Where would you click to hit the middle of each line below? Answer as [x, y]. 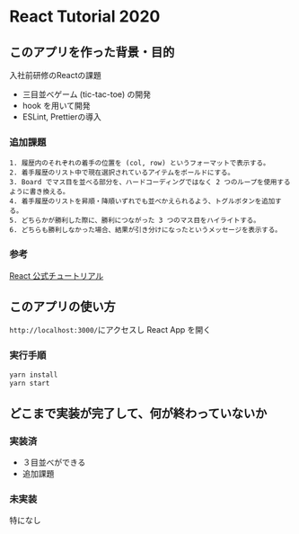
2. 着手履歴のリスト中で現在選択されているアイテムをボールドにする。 [122, 173]
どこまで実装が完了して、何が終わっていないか [138, 413]
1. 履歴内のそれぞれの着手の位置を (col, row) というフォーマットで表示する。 [140, 164]
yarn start [30, 383]
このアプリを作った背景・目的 [92, 52]
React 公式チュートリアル [57, 275]
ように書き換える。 [40, 192]
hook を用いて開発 [57, 106]
